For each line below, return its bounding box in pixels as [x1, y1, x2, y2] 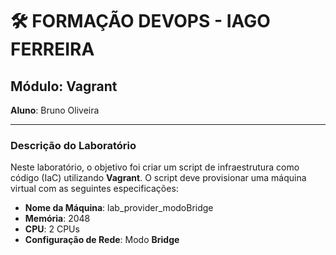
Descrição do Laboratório [10, 138, 137, 152]
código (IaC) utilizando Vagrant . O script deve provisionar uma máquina [10, 172, 307, 184]
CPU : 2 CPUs [24, 223, 80, 235]
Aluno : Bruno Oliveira [10, 104, 100, 116]
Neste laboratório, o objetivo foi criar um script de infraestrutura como [10, 161, 300, 173]
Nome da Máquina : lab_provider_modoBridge [24, 202, 214, 214]
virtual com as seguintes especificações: [10, 183, 179, 195]
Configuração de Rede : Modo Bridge [24, 234, 180, 246]
